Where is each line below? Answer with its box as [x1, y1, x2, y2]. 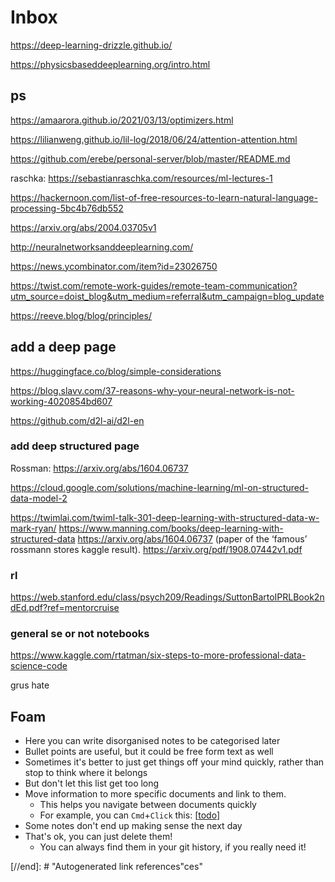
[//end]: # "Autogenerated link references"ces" [10, 861, 203, 873]
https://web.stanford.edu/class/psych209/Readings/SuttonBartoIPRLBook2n [10, 591, 325, 603]
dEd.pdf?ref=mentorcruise [10, 602, 120, 614]
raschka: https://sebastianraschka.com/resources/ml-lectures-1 [10, 172, 273, 184]
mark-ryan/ [10, 522, 57, 534]
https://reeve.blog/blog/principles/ [10, 309, 152, 321]
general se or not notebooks [10, 627, 150, 641]
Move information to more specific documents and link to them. [24, 788, 287, 800]
